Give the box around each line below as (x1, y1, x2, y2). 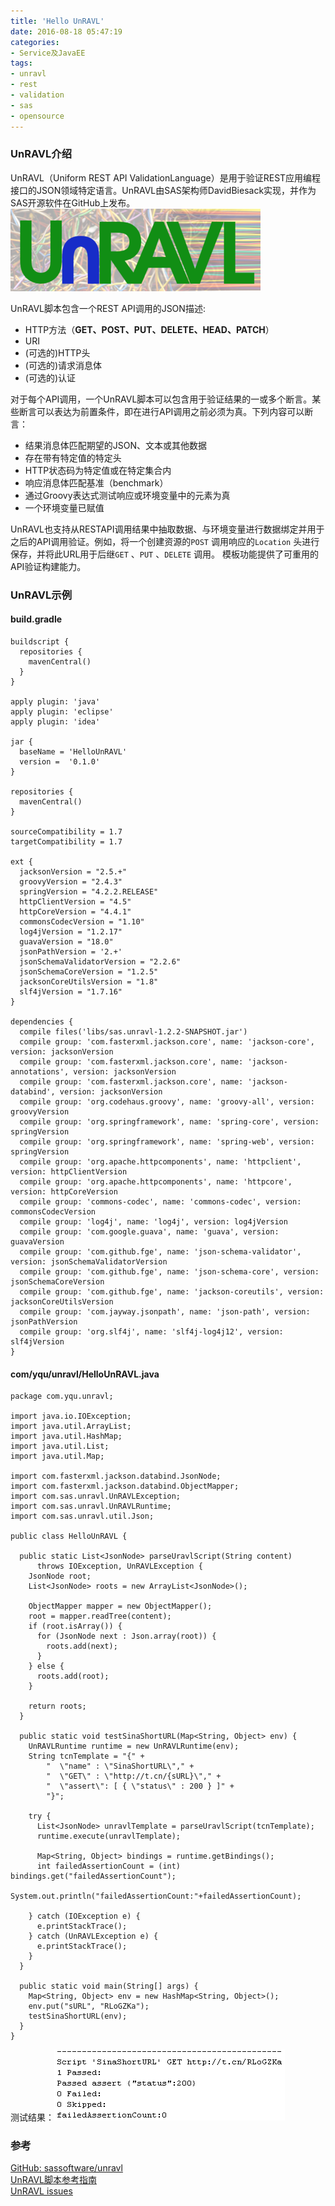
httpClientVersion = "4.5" (19, 896, 132, 907)
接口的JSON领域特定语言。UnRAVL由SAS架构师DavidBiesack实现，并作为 (10, 184, 317, 196)
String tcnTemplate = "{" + (28, 1751, 145, 1762)
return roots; (28, 1701, 87, 1712)
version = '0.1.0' (19, 756, 101, 767)
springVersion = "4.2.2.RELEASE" (19, 886, 159, 897)
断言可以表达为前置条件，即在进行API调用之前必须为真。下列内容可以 (18, 405, 305, 417)
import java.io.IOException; (10, 1411, 132, 1422)
